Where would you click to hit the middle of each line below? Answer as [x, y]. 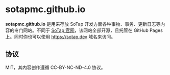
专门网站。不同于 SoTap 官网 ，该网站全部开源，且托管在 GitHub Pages [89, 30]
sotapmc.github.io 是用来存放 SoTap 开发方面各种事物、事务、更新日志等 [83, 24]
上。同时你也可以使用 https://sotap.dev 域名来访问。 [60, 36]
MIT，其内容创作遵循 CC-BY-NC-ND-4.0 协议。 [55, 67]
